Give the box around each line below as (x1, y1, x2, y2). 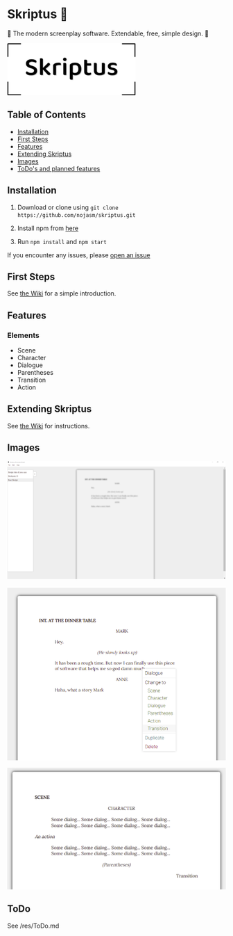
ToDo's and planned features (17, 164, 101, 172)
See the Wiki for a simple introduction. (7, 289, 116, 298)
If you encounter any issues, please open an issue (7, 250, 150, 259)
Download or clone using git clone (17, 203, 119, 211)
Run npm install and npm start (17, 237, 107, 245)
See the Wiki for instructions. (7, 421, 90, 430)
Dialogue (17, 361, 43, 369)
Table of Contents (7, 109, 87, 121)
